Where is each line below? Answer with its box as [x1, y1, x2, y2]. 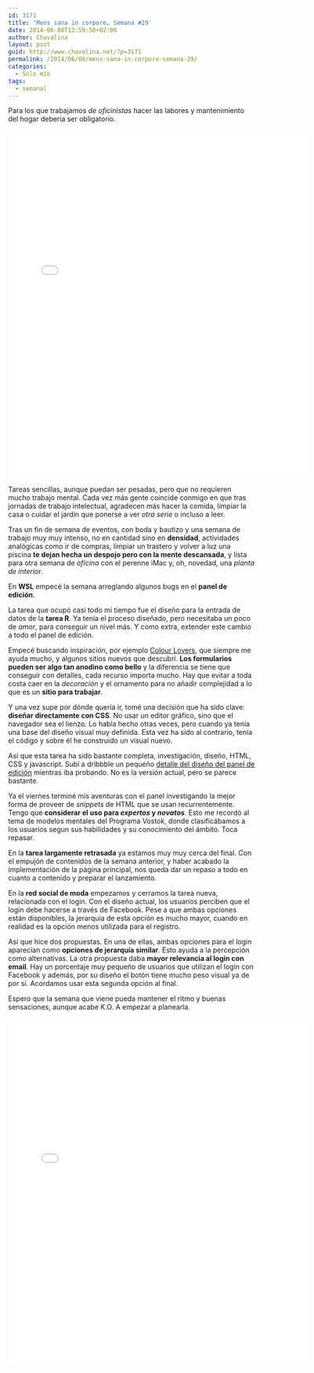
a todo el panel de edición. [8, 630, 94, 640]
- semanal [15, 84, 47, 93]
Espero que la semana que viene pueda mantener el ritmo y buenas [8, 994, 226, 1003]
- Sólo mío [15, 70, 51, 78]
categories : [8, 63, 47, 71]
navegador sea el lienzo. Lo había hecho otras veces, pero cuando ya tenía [8, 719, 251, 728]
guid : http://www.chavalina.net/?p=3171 [8, 48, 143, 56]
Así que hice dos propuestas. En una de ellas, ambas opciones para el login [8, 937, 252, 947]
